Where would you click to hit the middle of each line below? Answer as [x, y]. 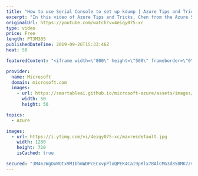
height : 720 [31, 148]
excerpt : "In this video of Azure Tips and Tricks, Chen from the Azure [97, 17]
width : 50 [34, 99]
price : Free [21, 34]
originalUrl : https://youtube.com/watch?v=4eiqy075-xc [75, 22]
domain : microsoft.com [39, 82]
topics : [16, 115]
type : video [21, 28]
